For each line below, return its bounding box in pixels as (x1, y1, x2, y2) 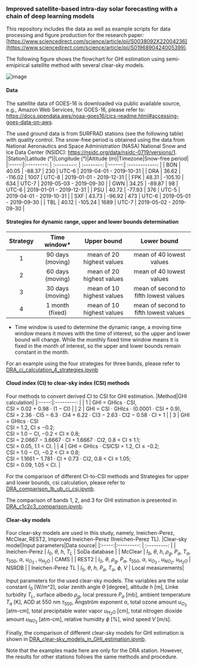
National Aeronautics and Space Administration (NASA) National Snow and (6, 142, 186, 149)
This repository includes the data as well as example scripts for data (6, 25, 171, 32)
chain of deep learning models (6, 12, 95, 20)
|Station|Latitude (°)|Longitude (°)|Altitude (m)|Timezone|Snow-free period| (6, 155, 189, 162)
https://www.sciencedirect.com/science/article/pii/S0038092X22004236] (8, 38, 188, 45)
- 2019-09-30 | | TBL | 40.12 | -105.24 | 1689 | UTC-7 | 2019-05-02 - (6, 199, 171, 206)
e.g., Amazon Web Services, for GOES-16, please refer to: (6, 106, 145, 113)
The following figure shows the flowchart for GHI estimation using (6, 55, 165, 63)
